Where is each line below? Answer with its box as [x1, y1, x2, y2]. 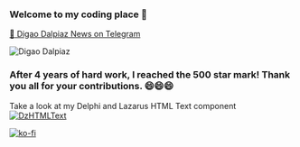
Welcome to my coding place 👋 [9, 8, 147, 21]
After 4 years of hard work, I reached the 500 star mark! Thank [9, 69, 291, 81]
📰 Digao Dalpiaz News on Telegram [9, 29, 141, 40]
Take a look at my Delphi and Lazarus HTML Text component [9, 100, 237, 111]
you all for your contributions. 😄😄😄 [9, 80, 174, 93]
